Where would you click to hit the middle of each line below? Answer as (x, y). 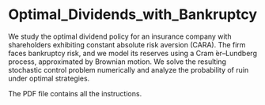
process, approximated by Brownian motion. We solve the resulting (117, 62)
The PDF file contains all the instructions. (75, 93)
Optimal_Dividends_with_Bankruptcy (133, 15)
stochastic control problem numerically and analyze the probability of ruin (129, 69)
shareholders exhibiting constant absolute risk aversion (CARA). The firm (127, 44)
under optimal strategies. (49, 78)
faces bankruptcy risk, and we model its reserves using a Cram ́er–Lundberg (132, 53)
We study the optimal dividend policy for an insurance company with (120, 36)
